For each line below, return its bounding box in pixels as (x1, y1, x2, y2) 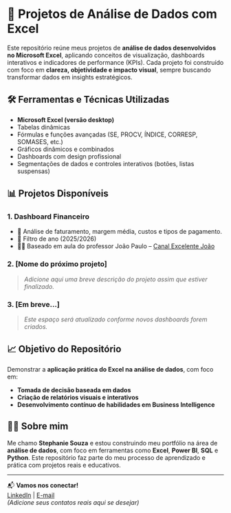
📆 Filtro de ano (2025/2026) (16, 234, 97, 243)
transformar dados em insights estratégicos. (7, 72, 133, 81)
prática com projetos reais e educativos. (7, 461, 122, 469)
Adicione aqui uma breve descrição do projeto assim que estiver (23, 275, 208, 283)
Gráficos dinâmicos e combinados (16, 145, 115, 153)
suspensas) (16, 167, 50, 175)
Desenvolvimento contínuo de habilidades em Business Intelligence (16, 400, 215, 409)
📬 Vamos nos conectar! (7, 481, 79, 489)
